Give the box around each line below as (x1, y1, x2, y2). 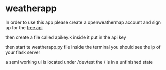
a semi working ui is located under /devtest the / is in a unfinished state (5, 59, 153, 65)
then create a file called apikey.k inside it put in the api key (5, 34, 127, 40)
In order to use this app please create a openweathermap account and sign (5, 19, 161, 25)
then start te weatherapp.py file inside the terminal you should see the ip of (5, 44, 161, 50)
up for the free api (5, 24, 43, 30)
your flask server (5, 49, 40, 55)
